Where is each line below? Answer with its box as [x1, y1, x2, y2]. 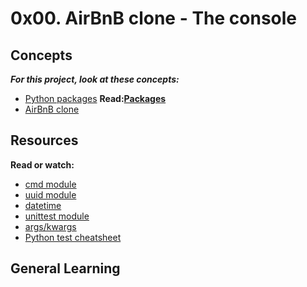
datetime [24, 199, 62, 211]
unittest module [24, 210, 90, 222]
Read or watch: [10, 158, 75, 171]
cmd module [24, 178, 77, 190]
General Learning [10, 260, 121, 277]
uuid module [24, 188, 77, 201]
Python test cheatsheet [24, 231, 122, 243]
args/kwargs [24, 220, 77, 232]
